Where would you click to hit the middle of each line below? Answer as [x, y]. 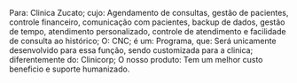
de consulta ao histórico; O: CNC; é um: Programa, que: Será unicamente [143, 41]
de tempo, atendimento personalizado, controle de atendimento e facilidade [148, 31]
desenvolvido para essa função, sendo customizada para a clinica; [131, 50]
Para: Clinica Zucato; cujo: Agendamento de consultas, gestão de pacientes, [149, 13]
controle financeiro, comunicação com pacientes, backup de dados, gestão [147, 22]
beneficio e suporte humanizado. [70, 69]
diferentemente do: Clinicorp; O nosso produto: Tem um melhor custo [136, 60]
